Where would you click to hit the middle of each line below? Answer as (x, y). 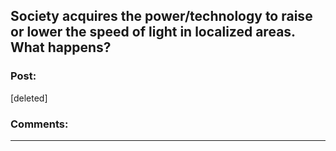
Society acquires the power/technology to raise (161, 16)
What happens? (61, 47)
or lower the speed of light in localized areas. (153, 32)
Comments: (39, 124)
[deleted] (29, 98)
